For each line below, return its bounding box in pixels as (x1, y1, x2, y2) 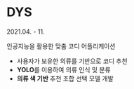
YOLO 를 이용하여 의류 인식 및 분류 (16, 65, 111, 74)
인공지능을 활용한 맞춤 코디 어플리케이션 (6, 41, 116, 50)
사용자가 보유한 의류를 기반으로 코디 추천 (16, 57, 128, 65)
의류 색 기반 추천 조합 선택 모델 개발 (16, 74, 114, 83)
